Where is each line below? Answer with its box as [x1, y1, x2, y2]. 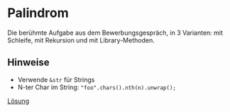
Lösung [7, 96, 30, 105]
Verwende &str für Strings [17, 75, 95, 84]
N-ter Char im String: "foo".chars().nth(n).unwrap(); [17, 83, 176, 91]
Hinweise [7, 57, 50, 69]
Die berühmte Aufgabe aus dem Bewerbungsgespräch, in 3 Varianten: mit [7, 28, 224, 37]
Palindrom [7, 5, 69, 21]
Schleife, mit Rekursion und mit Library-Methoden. [7, 35, 155, 44]
